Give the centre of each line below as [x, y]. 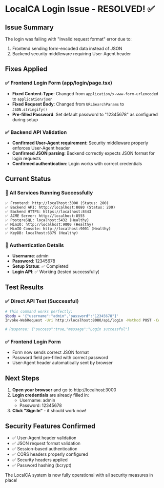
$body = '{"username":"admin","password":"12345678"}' [62, 316]
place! [11, 480]
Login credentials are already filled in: [51, 395]
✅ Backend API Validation [36, 132]
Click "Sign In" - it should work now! [49, 411]
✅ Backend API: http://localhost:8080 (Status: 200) [60, 207]
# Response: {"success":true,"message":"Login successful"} [68, 329]
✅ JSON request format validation [46, 444]
